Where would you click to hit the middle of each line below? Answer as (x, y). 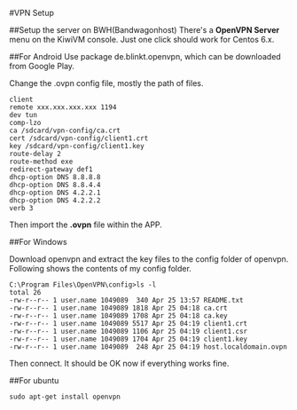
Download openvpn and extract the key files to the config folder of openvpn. (149, 259)
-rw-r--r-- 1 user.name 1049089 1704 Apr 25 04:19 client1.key (129, 339)
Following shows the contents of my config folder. (101, 268)
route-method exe (41, 162)
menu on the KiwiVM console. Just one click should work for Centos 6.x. (142, 39)
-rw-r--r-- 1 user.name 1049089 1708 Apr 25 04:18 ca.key (118, 316)
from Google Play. (42, 66)
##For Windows (39, 242)
